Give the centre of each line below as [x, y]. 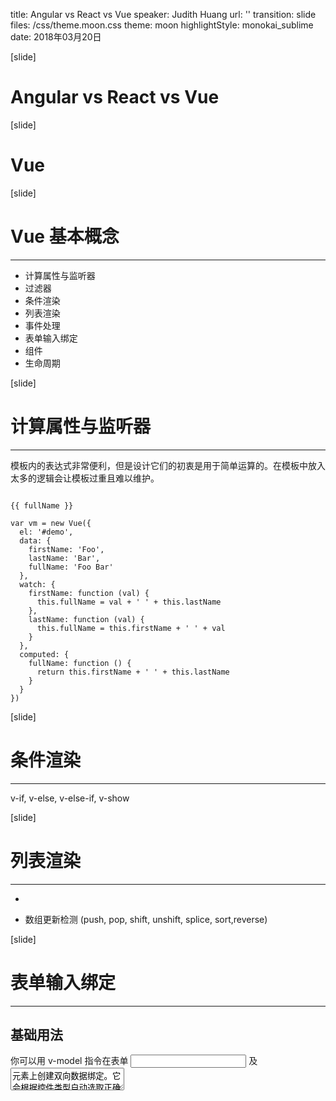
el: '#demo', [46, 532]
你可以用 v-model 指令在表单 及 [134, 1061]
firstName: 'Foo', [66, 549]
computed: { [44, 654]
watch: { [37, 584]
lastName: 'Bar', [64, 558]
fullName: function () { [80, 663]
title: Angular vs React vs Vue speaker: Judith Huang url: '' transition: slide [163, 14]
